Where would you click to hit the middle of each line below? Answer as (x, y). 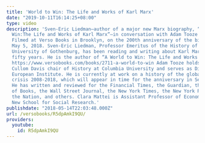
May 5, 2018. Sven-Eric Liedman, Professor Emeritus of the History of (105, 46)
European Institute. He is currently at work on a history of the (98, 74)
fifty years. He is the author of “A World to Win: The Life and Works (105, 57)
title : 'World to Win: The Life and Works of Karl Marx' (80, 12)
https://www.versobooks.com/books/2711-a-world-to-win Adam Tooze (98, 63)
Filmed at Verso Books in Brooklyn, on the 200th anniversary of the (102, 40)
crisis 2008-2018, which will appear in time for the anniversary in (102, 80)
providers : (20, 119)
